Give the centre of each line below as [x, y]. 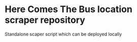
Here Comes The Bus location [68, 9]
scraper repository [45, 20]
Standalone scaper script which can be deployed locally [63, 34]
